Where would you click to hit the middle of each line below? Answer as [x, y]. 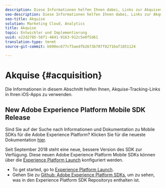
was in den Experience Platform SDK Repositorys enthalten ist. [76, 180]
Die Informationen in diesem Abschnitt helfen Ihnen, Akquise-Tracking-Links [83, 89]
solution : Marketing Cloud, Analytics [45, 23]
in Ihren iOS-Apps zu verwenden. [39, 94]
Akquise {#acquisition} [54, 75]
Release [18, 117]
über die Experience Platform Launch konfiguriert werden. [64, 160]
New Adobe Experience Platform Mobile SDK [75, 110]
